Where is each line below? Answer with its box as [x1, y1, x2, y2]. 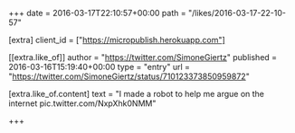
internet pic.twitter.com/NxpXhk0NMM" [8, 98, 157, 109]
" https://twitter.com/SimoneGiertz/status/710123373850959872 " [8, 71, 250, 82]
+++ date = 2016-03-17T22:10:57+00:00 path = [8, 8, 186, 18]
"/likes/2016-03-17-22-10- [187, 8, 287, 18]
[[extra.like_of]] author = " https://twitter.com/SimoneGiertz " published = [8, 52, 278, 62]
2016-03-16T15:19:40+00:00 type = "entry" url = [8, 62, 191, 72]
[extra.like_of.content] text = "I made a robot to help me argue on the [8, 89, 264, 99]
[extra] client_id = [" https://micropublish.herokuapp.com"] [8, 35, 225, 45]
